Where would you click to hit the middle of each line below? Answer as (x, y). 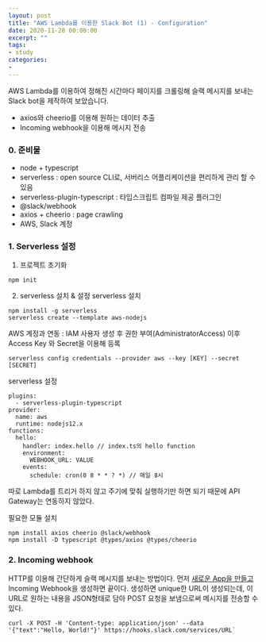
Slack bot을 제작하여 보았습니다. (59, 101)
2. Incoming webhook (51, 560)
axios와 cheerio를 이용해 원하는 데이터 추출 (87, 117)
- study (21, 52)
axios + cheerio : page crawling (71, 214)
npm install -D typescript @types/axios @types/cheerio (102, 540)
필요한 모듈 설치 (33, 518)
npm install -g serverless (53, 311)
